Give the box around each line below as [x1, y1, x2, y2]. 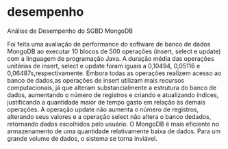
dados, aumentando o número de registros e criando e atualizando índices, [7, 90, 219, 99]
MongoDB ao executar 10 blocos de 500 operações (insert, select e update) [7, 47, 221, 55]
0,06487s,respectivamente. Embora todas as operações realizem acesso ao [7, 69, 222, 77]
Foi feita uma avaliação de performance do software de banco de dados [7, 40, 211, 48]
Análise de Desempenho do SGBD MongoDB [7, 27, 134, 35]
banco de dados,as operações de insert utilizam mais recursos [7, 76, 185, 84]
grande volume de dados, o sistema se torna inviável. [7, 134, 157, 142]
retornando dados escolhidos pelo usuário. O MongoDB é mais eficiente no [7, 120, 220, 128]
